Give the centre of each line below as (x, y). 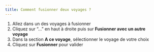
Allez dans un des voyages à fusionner (51, 24)
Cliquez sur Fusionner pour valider (48, 44)
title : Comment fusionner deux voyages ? (48, 10)
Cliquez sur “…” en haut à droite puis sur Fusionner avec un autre (79, 29)
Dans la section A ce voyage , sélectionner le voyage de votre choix (80, 39)
